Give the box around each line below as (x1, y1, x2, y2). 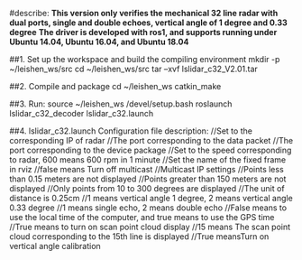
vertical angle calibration (9, 241, 101, 251)
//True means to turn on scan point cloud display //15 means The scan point (9, 221, 291, 232)
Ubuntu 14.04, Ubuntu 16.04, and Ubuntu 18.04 (9, 36, 189, 47)
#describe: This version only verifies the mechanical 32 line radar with (9, 8, 279, 18)
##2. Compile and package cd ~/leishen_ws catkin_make (9, 81, 222, 91)
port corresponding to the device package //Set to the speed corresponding (9, 144, 292, 155)
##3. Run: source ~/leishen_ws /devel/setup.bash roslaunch (9, 98, 233, 109)
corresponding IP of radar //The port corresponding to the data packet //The (9, 135, 294, 145)
